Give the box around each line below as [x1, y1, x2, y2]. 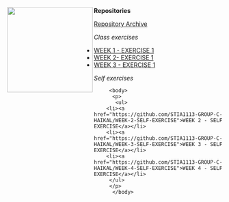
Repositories [94, 7, 131, 14]
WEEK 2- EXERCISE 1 [94, 54, 154, 61]
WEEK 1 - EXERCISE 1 [94, 46, 154, 54]
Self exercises [94, 74, 133, 82]
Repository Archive [94, 20, 148, 28]
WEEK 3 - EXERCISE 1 [94, 61, 156, 69]
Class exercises [94, 33, 139, 41]
